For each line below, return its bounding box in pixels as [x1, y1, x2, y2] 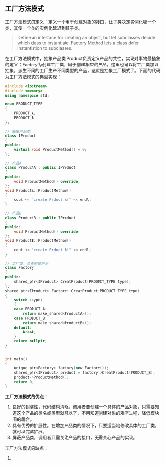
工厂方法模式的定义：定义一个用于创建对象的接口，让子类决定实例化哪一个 [5, 19, 156, 25]
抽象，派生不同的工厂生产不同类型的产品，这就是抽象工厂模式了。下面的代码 [5, 67, 161, 73]
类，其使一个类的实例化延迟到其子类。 [5, 25, 83, 31]
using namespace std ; [5, 93, 50, 98]
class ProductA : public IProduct [5, 165, 76, 170]
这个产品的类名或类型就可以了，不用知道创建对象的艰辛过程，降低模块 [16, 410, 159, 416]
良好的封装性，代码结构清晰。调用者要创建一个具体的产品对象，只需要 [12, 404, 155, 410]
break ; [23, 330, 36, 334]
